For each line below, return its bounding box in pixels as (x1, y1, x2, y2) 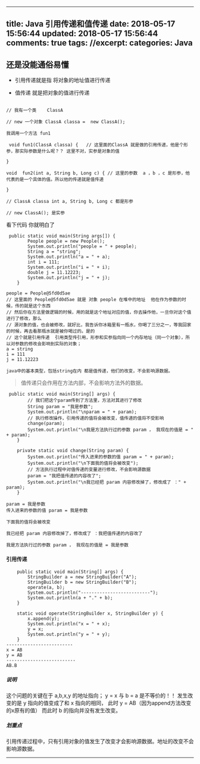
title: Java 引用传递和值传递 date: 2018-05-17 (6, 19, 176, 29)
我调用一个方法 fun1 (6, 130, 51, 137)
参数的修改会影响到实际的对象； (14, 341, 82, 347)
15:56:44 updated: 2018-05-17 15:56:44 (6, 29, 158, 39)
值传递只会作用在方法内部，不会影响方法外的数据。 (20, 379, 146, 387)
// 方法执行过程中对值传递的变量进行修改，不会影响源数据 (27, 466, 151, 473)
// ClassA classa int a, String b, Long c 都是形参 (6, 199, 134, 205)
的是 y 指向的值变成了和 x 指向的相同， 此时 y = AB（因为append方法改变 (11, 700, 192, 707)
